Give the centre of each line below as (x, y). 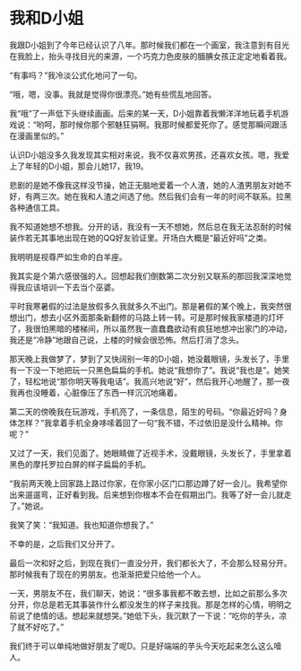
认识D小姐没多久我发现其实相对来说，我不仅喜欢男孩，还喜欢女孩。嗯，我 (146, 154)
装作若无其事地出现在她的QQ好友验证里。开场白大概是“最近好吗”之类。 (140, 238)
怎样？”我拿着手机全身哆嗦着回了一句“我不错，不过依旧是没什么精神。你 (150, 423)
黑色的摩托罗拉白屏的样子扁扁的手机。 (80, 464)
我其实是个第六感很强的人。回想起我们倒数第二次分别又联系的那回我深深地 (146, 275)
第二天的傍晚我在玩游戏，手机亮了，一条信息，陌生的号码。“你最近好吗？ (145, 411)
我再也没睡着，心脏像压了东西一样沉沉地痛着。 (95, 392)
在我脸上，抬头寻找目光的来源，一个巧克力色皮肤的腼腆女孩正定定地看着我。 (150, 56)
